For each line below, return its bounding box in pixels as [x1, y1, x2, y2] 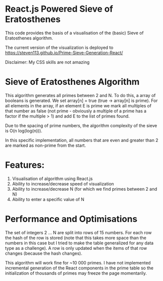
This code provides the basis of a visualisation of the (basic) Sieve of [5, 30, 144, 36]
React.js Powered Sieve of [5, 3, 113, 15]
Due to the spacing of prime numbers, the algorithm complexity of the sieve [5, 122, 157, 128]
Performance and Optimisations [5, 214, 138, 224]
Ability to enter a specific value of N [12, 196, 84, 202]
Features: [5, 160, 45, 171]
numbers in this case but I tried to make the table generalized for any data [5, 240, 154, 246]
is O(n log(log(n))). [5, 128, 42, 134]
